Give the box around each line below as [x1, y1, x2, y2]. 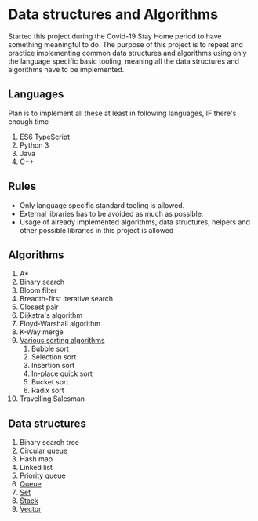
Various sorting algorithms [19, 336, 105, 345]
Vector [19, 505, 42, 514]
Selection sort [31, 352, 77, 362]
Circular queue [19, 446, 68, 456]
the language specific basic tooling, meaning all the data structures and [8, 56, 239, 66]
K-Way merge [19, 327, 64, 337]
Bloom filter [19, 286, 57, 295]
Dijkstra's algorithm [19, 311, 83, 320]
